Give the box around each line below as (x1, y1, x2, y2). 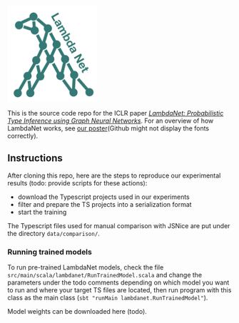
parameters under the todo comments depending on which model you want (7, 278, 230, 287)
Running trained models (7, 247, 93, 257)
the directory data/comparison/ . (7, 229, 100, 237)
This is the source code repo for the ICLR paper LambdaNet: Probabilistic (7, 109, 224, 117)
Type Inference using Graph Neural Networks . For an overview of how (7, 116, 214, 125)
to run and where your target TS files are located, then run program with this (7, 286, 232, 294)
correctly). (7, 132, 39, 140)
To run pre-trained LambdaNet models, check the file (7, 263, 164, 272)
